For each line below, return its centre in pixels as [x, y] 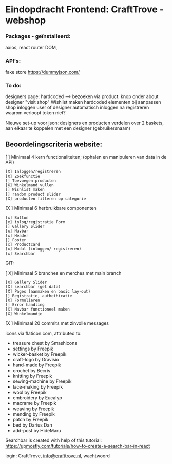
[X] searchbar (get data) [33, 287]
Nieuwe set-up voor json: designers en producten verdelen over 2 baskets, [85, 123]
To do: [13, 85]
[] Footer [16, 240]
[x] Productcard [23, 244]
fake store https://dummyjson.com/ [43, 72]
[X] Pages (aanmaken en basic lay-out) [48, 291]
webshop [26, 20]
